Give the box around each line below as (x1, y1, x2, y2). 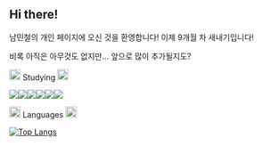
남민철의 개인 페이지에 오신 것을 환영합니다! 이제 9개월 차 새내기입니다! (9, 31, 254, 43)
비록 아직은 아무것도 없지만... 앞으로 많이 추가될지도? (9, 51, 192, 61)
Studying (21, 71, 56, 83)
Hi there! (9, 7, 59, 22)
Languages (21, 109, 64, 119)
